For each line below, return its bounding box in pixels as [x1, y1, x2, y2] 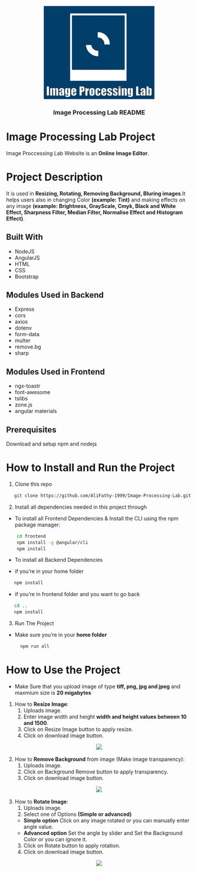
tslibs [14, 395, 28, 402]
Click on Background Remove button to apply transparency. [23, 768, 169, 775]
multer [14, 337, 31, 344]
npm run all [20, 643, 50, 649]
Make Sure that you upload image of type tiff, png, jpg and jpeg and [14, 682, 181, 690]
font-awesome [14, 389, 51, 396]
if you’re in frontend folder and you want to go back [14, 591, 140, 598]
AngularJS [14, 254, 40, 261]
